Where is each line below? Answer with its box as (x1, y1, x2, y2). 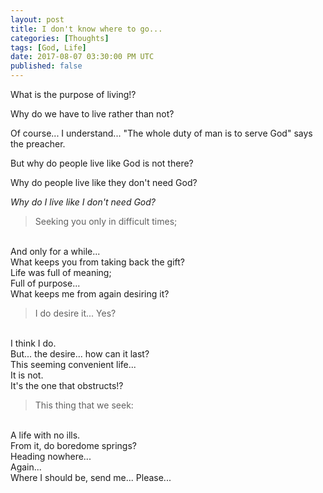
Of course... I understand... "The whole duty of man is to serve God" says (10, 127, 313, 139)
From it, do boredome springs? (10, 440, 137, 451)
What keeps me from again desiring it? (10, 288, 170, 300)
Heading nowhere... (10, 451, 92, 462)
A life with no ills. (10, 429, 81, 441)
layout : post (10, 14, 65, 25)
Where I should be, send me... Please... (10, 472, 172, 483)
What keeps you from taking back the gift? (10, 256, 186, 268)
